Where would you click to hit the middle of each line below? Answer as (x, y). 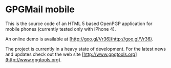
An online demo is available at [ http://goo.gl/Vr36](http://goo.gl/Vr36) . (79, 39)
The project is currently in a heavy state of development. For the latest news (86, 49)
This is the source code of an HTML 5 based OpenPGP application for (79, 24)
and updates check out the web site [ (45, 54)
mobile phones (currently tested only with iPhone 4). (61, 29)
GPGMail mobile (40, 9)
